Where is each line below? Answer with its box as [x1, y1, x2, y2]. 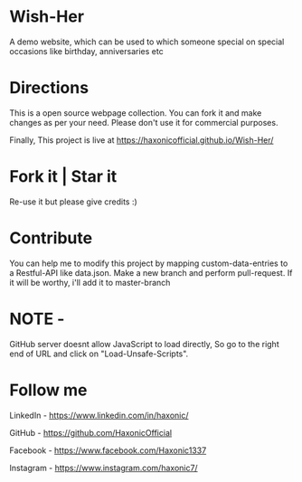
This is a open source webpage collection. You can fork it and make [9, 107, 262, 118]
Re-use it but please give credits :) [9, 196, 137, 207]
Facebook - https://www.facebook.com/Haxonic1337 [9, 445, 207, 456]
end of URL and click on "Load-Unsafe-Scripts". [9, 348, 189, 359]
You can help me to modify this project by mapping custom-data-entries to [9, 258, 288, 269]
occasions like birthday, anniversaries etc [9, 45, 165, 56]
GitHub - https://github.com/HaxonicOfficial [9, 427, 173, 438]
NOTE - [9, 308, 65, 329]
